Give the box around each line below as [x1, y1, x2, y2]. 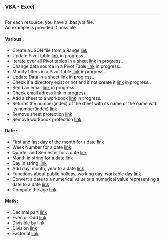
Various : [5, 36, 24, 42]
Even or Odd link [12, 214, 47, 220]
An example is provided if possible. [5, 25, 77, 31]
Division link [12, 225, 37, 231]
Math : [5, 198, 19, 204]
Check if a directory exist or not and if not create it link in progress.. [12, 79, 151, 85]
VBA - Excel [5, 3, 35, 10]
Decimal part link [12, 209, 47, 215]
